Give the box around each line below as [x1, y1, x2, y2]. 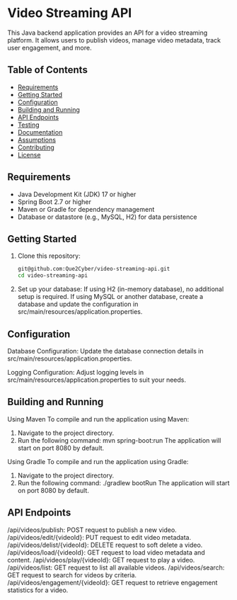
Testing [17, 120, 40, 129]
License [17, 150, 41, 159]
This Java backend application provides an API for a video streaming [7, 28, 208, 37]
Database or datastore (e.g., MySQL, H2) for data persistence [17, 213, 197, 221]
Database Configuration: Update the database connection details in [7, 346, 204, 355]
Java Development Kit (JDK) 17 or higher [17, 190, 137, 198]
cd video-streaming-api [17, 272, 88, 279]
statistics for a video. [7, 586, 69, 594]
